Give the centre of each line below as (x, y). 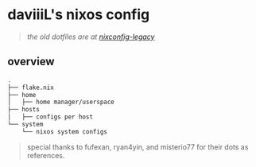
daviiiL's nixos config (79, 15)
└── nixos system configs (65, 132)
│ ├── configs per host (50, 117)
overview (31, 62)
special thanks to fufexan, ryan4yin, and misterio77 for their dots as (138, 147)
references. (46, 155)
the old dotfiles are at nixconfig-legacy (91, 37)
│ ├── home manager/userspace (61, 102)
